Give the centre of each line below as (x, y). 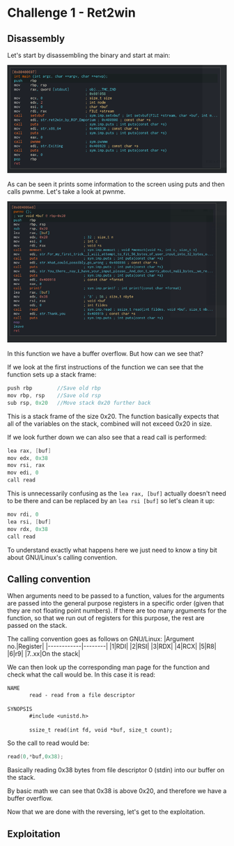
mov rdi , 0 (23, 515)
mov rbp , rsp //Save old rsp (54, 395)
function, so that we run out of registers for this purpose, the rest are (106, 618)
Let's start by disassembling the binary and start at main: (89, 55)
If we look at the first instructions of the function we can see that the (106, 367)
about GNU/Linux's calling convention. (62, 557)
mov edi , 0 (23, 473)
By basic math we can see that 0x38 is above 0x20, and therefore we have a (117, 791)
